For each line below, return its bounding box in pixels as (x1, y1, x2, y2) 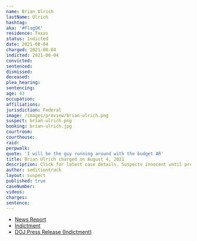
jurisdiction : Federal (6, 107, 62, 113)
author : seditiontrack (6, 167, 62, 173)
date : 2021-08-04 (6, 42, 49, 48)
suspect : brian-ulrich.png (6, 118, 72, 124)
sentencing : (6, 85, 35, 91)
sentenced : (6, 63, 33, 69)
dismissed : (6, 69, 33, 75)
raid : (6, 139, 19, 146)
